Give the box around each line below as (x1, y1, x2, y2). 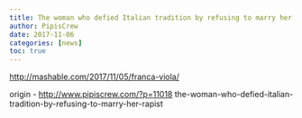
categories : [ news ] (9, 38, 83, 48)
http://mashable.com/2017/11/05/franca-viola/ (9, 71, 180, 82)
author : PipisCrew (9, 22, 78, 31)
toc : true (9, 47, 47, 56)
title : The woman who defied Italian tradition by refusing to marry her (9, 13, 293, 23)
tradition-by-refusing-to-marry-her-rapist (9, 98, 164, 109)
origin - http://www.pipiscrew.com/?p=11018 (9, 89, 173, 100)
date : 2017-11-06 (9, 30, 75, 39)
